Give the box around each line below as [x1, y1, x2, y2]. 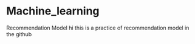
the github [6, 30, 32, 37]
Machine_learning [6, 4, 100, 18]
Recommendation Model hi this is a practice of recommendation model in [6, 24, 190, 31]
